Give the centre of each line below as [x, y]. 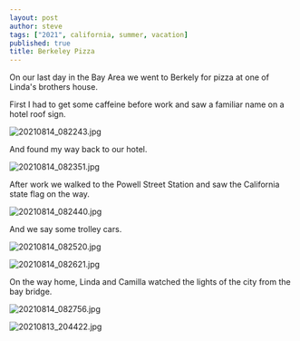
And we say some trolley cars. [66, 229]
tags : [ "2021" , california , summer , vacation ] [99, 34]
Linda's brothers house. [53, 87]
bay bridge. [31, 292]
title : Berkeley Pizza [52, 52]
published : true [40, 43]
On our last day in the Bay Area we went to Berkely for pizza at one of [140, 77]
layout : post [34, 18]
